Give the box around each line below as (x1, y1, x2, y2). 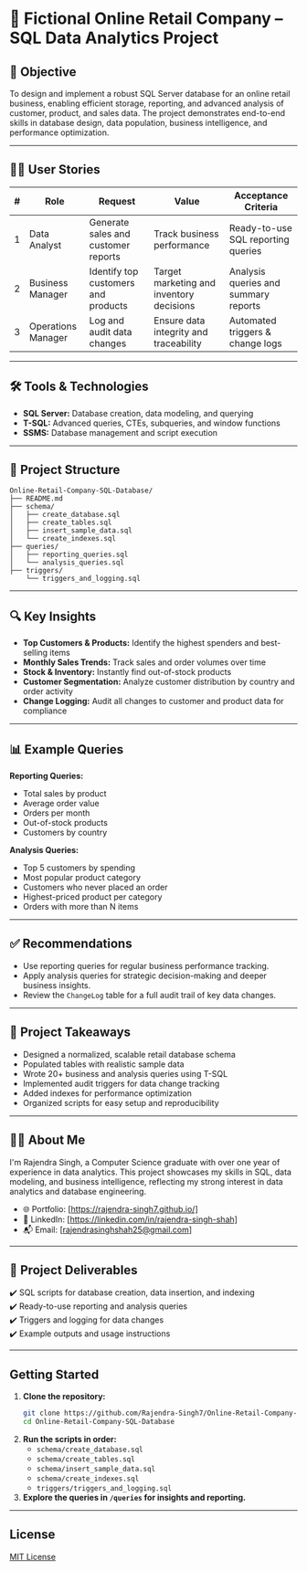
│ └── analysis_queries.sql (9, 558, 125, 567)
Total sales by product (22, 788, 107, 799)
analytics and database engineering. (9, 1186, 147, 1197)
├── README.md (9, 494, 64, 503)
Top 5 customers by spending (22, 862, 135, 873)
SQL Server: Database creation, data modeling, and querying (22, 407, 254, 418)
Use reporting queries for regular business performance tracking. (22, 960, 270, 971)
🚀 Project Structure (9, 462, 121, 478)
